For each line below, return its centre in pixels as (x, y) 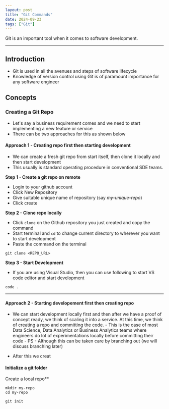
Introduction (25, 59)
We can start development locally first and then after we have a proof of (87, 314)
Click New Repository (35, 192)
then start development (37, 162)
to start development (34, 238)
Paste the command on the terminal (49, 244)
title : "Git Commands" (29, 15)
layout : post (19, 10)
